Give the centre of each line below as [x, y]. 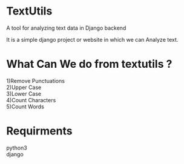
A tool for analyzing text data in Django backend [66, 28]
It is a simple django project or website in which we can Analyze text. [92, 39]
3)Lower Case [24, 93]
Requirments [39, 131]
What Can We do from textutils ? [89, 64]
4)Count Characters [31, 100]
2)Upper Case [24, 87]
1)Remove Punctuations [36, 80]
